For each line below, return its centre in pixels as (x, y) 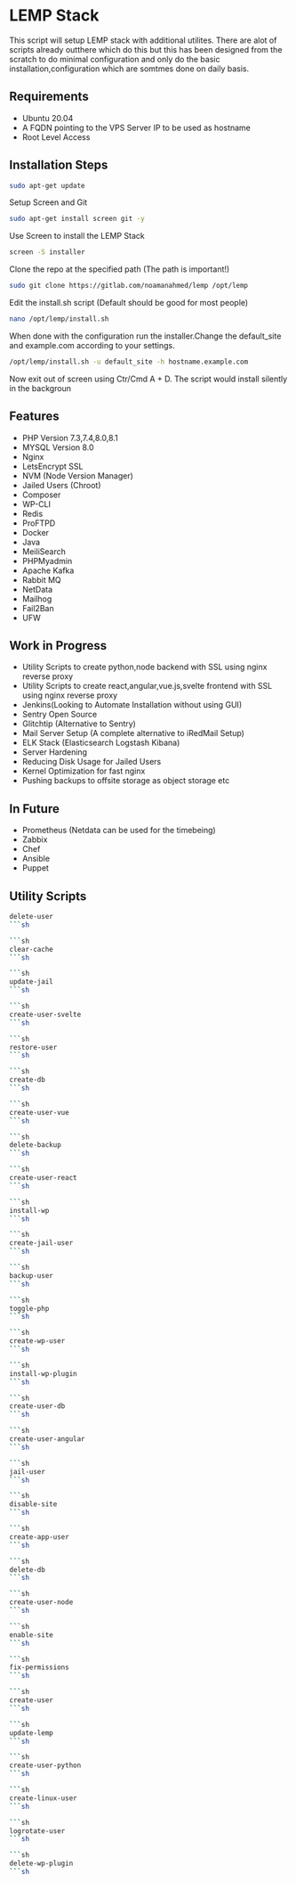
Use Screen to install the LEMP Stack (77, 236)
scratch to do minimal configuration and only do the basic (115, 59)
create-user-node (41, 1602)
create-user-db (37, 1406)
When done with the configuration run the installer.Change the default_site (145, 336)
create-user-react (43, 1178)
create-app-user (39, 1537)
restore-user (33, 1047)
